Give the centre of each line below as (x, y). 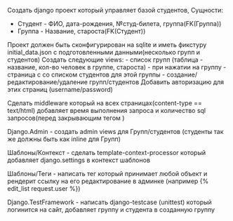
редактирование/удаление (47, 82)
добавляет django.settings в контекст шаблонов (79, 160)
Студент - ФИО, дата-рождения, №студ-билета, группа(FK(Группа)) (119, 24)
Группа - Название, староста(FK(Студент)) (81, 31)
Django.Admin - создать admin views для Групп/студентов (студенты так (115, 132)
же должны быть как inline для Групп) (64, 139)
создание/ (182, 74)
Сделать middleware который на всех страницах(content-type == (105, 103)
